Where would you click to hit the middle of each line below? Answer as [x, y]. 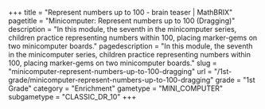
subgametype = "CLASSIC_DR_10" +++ [72, 97]
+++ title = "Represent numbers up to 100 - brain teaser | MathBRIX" [121, 12]
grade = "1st [235, 80]
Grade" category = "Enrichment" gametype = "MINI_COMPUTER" [116, 88]
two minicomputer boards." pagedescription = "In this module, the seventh [131, 46]
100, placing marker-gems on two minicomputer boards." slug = [113, 63]
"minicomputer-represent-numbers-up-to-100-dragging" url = [110, 71]
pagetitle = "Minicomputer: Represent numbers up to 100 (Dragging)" [122, 21]
